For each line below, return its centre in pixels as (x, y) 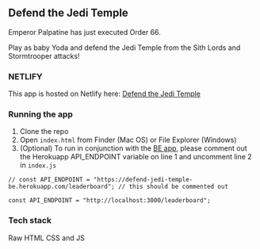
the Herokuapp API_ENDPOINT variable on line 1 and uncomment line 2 (136, 157)
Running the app (41, 114)
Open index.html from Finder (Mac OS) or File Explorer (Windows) (128, 140)
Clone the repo (44, 132)
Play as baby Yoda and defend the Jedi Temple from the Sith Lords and (124, 48)
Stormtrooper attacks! (44, 56)
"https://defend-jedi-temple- (143, 180)
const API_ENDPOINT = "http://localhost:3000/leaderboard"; (110, 201)
